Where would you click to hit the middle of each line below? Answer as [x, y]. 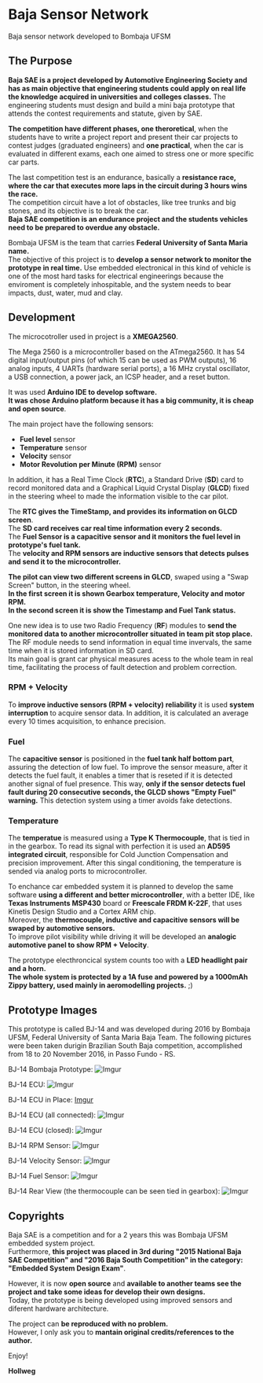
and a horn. [27, 969]
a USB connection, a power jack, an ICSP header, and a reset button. [119, 377]
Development [42, 317]
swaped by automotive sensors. [62, 929]
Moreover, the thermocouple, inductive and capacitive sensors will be [124, 920]
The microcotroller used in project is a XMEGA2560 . [93, 337]
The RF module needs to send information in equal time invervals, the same [130, 642]
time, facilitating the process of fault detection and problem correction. [122, 667]
